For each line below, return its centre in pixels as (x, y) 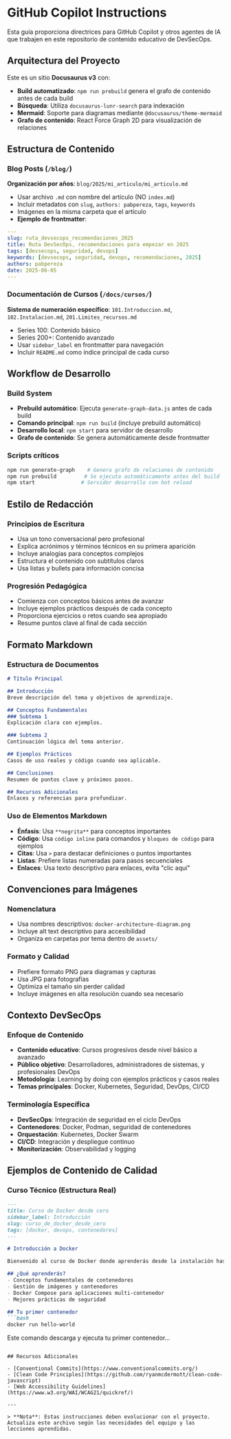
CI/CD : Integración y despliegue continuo (76, 1141)
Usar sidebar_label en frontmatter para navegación (90, 345)
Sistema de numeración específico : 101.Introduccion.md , (90, 309)
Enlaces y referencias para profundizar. (67, 798)
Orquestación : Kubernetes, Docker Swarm (78, 1134)
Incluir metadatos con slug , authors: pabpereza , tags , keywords (106, 204)
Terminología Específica (48, 1104)
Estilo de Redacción (50, 504)
